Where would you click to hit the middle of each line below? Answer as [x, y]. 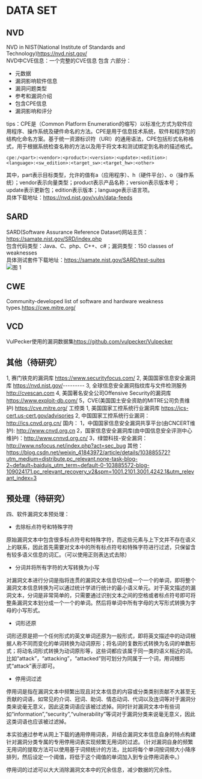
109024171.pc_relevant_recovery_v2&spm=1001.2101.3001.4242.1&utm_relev [100, 472]
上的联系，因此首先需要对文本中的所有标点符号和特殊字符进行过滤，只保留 [98, 547]
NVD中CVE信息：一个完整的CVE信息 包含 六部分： [69, 60]
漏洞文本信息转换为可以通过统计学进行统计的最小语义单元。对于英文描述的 [98, 588]
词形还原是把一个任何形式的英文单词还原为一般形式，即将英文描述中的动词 [98, 636]
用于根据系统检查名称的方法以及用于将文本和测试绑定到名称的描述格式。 [106, 146]
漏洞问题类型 [31, 88]
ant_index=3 [22, 478]
